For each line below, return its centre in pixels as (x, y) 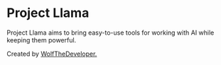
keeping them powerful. (42, 40)
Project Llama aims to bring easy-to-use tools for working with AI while (110, 32)
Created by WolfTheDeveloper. (52, 54)
